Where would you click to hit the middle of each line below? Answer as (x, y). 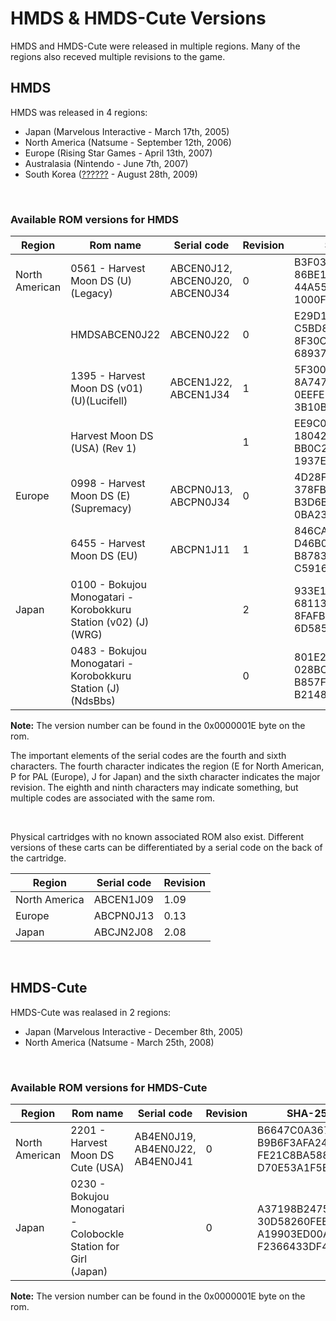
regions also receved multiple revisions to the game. (118, 56)
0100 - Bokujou (108, 585)
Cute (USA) (97, 1168)
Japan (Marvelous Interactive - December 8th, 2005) (134, 1031)
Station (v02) (101, 622)
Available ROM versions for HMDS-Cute (109, 1087)
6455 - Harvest (108, 544)
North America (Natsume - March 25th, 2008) (119, 1042)
